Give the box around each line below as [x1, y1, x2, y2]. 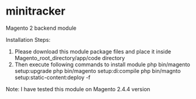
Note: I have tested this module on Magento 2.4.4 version [5, 85, 151, 92]
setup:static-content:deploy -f [14, 73, 91, 81]
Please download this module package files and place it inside [14, 47, 172, 55]
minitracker [5, 4, 65, 18]
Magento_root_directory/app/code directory [14, 54, 125, 61]
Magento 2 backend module [5, 24, 77, 32]
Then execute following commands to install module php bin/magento [14, 61, 191, 68]
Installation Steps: [5, 36, 51, 43]
